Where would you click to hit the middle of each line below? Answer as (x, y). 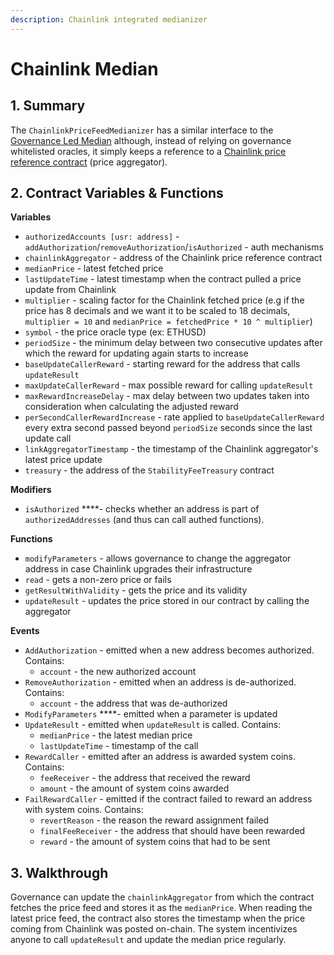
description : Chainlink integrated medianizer (109, 19)
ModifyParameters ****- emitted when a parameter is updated (151, 714)
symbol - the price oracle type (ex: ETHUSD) (115, 332)
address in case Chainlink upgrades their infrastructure (138, 569)
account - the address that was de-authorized (133, 703)
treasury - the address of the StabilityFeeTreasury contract (149, 470)
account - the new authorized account (118, 672)
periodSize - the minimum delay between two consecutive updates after (173, 343)
